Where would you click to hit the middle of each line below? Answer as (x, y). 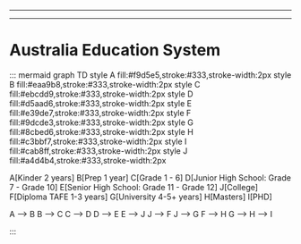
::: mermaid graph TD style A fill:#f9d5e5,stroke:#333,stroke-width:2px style (150, 75)
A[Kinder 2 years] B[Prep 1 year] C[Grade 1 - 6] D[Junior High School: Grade (150, 177)
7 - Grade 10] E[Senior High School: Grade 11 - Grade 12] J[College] (133, 187)
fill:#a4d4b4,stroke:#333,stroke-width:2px (88, 160)
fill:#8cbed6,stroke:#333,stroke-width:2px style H (102, 131)
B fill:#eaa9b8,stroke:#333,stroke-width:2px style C (105, 84)
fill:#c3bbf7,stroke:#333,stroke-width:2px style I (98, 141)
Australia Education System (115, 50)
